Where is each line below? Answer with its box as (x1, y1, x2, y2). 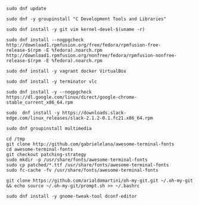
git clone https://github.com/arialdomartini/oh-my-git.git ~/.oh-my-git (6, 178, 194, 184)
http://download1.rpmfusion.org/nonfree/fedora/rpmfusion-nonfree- (6, 52, 178, 58)
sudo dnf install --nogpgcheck (6, 37, 84, 43)
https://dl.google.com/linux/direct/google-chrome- (6, 94, 137, 100)
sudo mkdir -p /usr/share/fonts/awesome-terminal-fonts (6, 157, 148, 163)
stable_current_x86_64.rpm (6, 100, 73, 105)
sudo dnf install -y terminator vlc (6, 79, 97, 85)
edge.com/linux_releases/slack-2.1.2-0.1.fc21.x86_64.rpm (6, 115, 153, 121)
